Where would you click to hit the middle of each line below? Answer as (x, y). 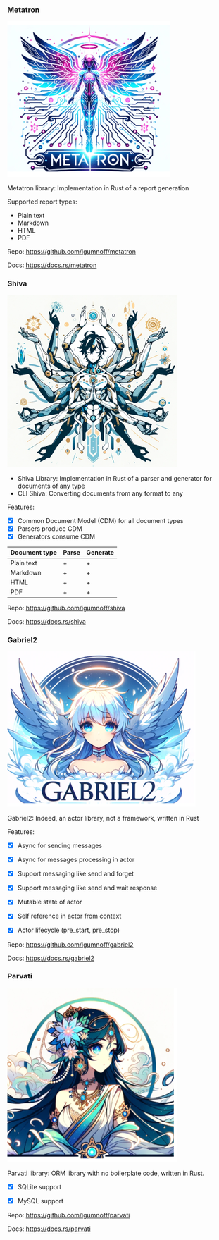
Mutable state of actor (50, 902)
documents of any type (51, 486)
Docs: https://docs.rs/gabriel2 (51, 958)
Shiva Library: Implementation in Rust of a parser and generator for (115, 478)
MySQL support (40, 1201)
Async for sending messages (60, 846)
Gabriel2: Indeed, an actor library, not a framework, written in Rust (103, 818)
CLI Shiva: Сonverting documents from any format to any (100, 493)
